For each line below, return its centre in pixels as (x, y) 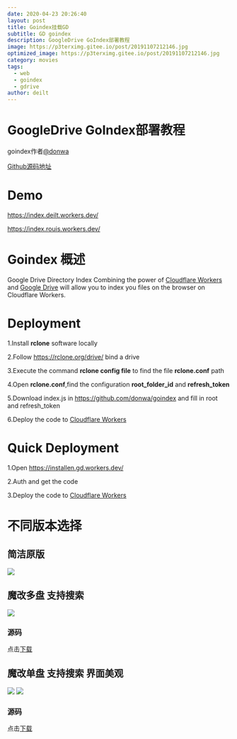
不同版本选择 (45, 526)
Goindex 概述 (46, 260)
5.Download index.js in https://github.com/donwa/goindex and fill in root (112, 398)
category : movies (33, 60)
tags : (15, 67)
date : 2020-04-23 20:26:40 (47, 14)
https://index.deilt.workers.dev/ (53, 215)
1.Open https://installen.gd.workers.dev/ (65, 467)
